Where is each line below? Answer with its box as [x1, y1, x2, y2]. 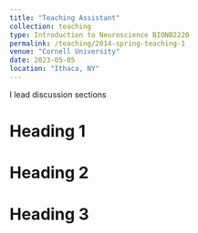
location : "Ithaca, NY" [9, 65, 100, 74]
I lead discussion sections [9, 88, 107, 100]
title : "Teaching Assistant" [9, 13, 120, 23]
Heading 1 [9, 121, 87, 142]
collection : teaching [9, 22, 92, 31]
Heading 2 [9, 163, 89, 183]
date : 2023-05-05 [9, 56, 76, 65]
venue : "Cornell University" [9, 47, 120, 56]
